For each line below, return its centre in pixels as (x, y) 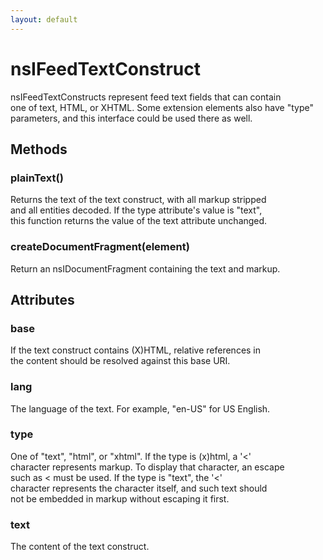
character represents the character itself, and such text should (139, 488)
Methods (39, 149)
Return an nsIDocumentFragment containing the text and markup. (145, 268)
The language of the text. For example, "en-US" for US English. (140, 408)
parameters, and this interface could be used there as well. (131, 118)
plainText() (37, 178)
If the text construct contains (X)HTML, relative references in (136, 350)
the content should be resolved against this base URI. (120, 361)
